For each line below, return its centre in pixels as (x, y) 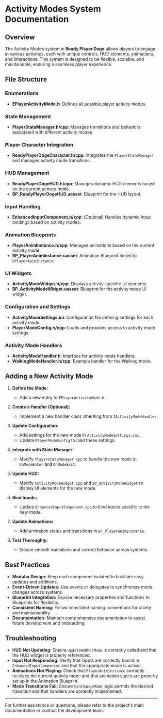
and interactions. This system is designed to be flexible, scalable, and (74, 59)
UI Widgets (18, 274)
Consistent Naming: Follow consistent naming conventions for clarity (81, 607)
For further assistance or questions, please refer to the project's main (74, 705)
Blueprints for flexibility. (36, 602)
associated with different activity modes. (53, 132)
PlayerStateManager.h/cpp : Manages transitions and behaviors (76, 127)
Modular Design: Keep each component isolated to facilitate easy (78, 576)
